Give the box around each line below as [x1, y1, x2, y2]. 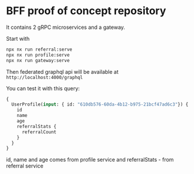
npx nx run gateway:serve [6, 57, 70, 63]
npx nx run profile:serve [6, 52, 70, 58]
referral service [6, 162, 44, 169]
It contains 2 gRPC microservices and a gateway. [6, 24, 126, 31]
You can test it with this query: [6, 84, 80, 92]
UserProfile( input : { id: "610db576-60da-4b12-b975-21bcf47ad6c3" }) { [11, 101, 189, 107]
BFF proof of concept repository [6, 4, 166, 18]
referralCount [21, 129, 57, 135]
